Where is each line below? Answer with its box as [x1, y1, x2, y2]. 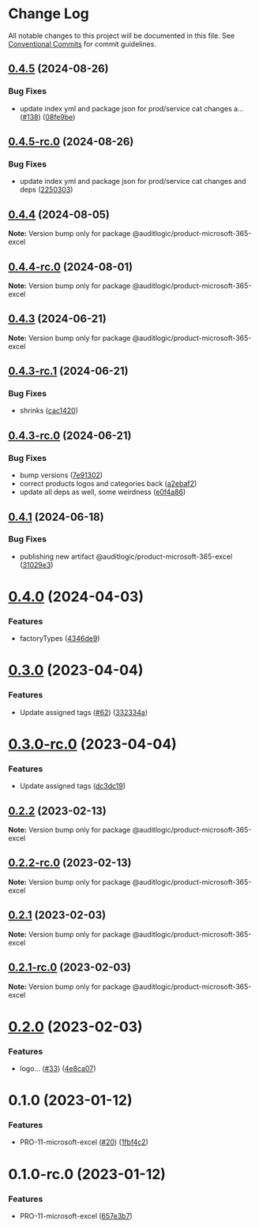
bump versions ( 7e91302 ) [19, 470, 103, 480]
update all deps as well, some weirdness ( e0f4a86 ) [19, 487, 186, 497]
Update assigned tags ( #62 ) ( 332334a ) [19, 707, 148, 717]
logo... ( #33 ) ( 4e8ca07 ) [19, 1064, 96, 1073]
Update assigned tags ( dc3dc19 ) [19, 781, 126, 791]
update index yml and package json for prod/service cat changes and [19, 177, 246, 186]
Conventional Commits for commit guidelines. [8, 39, 156, 48]
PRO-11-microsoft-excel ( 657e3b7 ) [19, 1211, 133, 1220]
